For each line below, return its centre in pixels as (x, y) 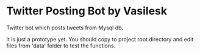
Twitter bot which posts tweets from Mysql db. (65, 28)
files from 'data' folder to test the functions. (61, 46)
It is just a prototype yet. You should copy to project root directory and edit (100, 39)
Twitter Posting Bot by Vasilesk (87, 11)
